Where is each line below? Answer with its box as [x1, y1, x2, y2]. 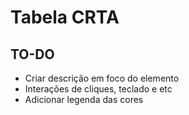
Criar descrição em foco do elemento [24, 72, 180, 84]
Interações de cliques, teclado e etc [24, 83, 173, 95]
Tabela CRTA [10, 6, 120, 29]
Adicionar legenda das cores [24, 94, 144, 105]
